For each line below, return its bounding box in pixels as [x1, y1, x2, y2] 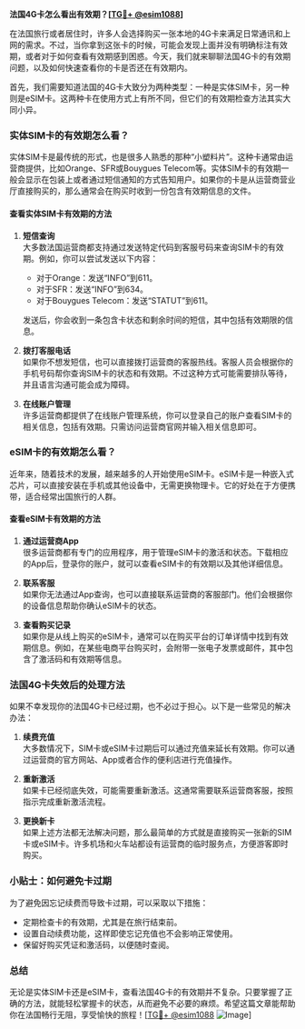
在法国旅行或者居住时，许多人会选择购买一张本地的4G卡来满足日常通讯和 [9, 28, 283, 39]
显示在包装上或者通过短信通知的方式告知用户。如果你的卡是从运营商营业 [25, 175, 296, 185]
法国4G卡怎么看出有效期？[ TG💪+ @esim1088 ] [9, 9, 184, 19]
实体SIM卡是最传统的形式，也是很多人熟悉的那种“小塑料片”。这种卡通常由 [9, 152, 286, 163]
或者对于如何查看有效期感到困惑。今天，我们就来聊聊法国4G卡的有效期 [25, 51, 291, 62]
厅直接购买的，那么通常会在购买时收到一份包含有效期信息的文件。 [9, 185, 256, 196]
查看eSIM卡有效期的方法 [9, 514, 102, 524]
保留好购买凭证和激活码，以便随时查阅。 [22, 939, 174, 950]
